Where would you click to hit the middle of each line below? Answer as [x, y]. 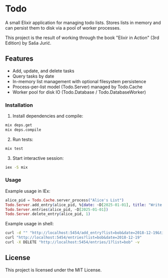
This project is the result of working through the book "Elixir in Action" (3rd [82, 38]
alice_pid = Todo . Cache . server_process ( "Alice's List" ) [64, 200]
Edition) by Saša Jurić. [28, 43]
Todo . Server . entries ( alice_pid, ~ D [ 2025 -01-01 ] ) [57, 209]
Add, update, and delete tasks [43, 71]
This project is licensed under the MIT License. [53, 270]
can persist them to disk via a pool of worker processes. [63, 28]
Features [19, 59]
